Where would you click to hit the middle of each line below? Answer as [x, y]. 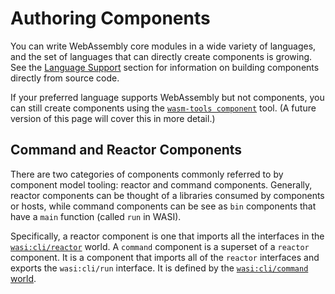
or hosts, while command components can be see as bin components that [163, 206]
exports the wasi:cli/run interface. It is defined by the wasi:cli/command [159, 268]
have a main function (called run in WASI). [96, 216]
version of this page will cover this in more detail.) [113, 118]
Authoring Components [110, 18]
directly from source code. [65, 78]
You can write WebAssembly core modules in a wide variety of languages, [163, 46]
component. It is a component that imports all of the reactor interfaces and [165, 257]
